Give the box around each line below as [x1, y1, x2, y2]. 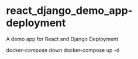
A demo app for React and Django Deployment [6, 35, 119, 42]
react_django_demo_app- [6, 4, 133, 17]
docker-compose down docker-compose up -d [6, 46, 120, 53]
